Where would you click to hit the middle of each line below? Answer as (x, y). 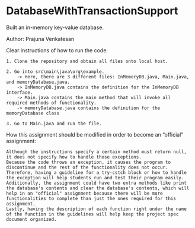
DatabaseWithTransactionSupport (92, 11)
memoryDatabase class (33, 113)
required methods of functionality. (51, 103)
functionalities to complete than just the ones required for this (91, 198)
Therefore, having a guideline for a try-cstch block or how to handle (96, 172)
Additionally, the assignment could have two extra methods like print (96, 183)
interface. (20, 92)
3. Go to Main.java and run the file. (54, 123)
